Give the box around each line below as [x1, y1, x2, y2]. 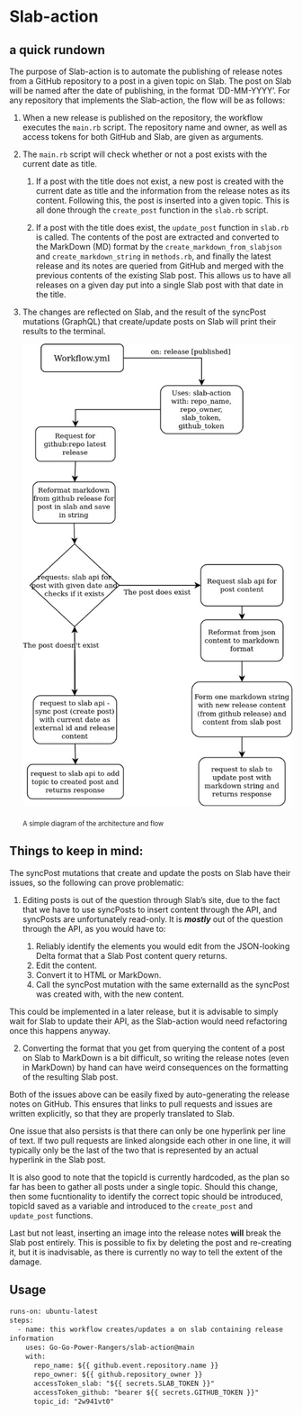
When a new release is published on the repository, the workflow [22, 113, 263, 123]
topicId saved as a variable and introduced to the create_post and [9, 1200, 253, 1211]
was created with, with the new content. [35, 989, 184, 1000]
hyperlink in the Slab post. [9, 1154, 106, 1164]
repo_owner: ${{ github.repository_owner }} [32, 1370, 203, 1380]
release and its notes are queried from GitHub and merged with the [35, 260, 285, 271]
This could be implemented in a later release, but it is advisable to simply [9, 1006, 279, 1017]
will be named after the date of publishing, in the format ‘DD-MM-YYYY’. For [9, 86, 290, 96]
